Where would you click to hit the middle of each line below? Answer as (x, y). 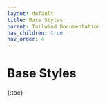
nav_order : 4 (26, 39)
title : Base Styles (35, 20)
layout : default (30, 13)
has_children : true (35, 33)
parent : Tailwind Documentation (53, 26)
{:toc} (15, 93)
